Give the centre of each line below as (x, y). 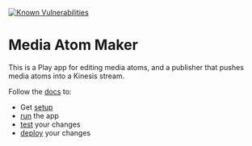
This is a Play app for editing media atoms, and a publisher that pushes (126, 67)
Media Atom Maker (73, 45)
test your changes (50, 124)
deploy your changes (55, 132)
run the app (39, 115)
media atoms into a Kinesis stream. (67, 76)
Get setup (36, 107)
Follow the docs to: (40, 91)
